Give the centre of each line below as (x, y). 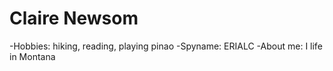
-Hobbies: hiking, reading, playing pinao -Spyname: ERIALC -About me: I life (166, 46)
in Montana (32, 56)
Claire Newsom (74, 18)
